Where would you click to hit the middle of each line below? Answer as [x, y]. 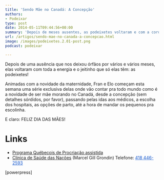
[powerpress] [19, 172]
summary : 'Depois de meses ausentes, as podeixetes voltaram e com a [77, 32]
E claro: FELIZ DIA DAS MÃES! [35, 119]
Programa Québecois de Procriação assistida [58, 152]
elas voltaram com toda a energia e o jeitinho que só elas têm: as [70, 69]
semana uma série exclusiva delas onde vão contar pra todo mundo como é [81, 89]
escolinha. [15, 110]
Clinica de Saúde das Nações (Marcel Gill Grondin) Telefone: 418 [77, 158]
